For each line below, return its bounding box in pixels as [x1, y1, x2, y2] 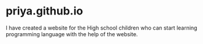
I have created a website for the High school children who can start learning [6, 24, 197, 31]
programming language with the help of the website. [6, 30, 139, 37]
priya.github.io [6, 4, 83, 18]
